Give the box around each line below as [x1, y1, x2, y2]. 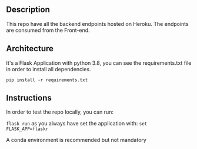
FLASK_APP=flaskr [6, 126, 49, 132]
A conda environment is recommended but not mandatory [6, 137, 147, 144]
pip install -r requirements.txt [6, 77, 88, 83]
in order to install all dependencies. [6, 65, 91, 72]
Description [6, 5, 50, 15]
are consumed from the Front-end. [6, 27, 90, 34]
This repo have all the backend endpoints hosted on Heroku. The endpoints [6, 20, 189, 27]
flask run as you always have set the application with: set [6, 120, 148, 127]
